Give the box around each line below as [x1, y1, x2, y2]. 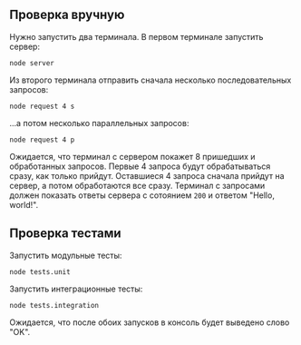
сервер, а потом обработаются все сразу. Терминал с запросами [9, 180, 266, 191]
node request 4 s [9, 102, 75, 111]
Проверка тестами [9, 226, 121, 241]
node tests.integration [9, 301, 100, 310]
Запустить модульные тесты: [9, 250, 122, 261]
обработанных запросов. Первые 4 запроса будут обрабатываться [9, 161, 271, 172]
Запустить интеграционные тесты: [9, 283, 143, 294]
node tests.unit [9, 267, 71, 276]
